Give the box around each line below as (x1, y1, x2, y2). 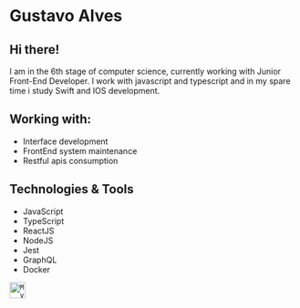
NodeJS (22, 234, 54, 246)
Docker (22, 263, 51, 274)
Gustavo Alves (9, 5, 123, 26)
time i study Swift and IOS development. (9, 86, 160, 96)
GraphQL (22, 254, 57, 265)
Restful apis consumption (22, 155, 119, 166)
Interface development (22, 136, 109, 147)
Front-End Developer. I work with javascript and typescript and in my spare (9, 76, 291, 87)
